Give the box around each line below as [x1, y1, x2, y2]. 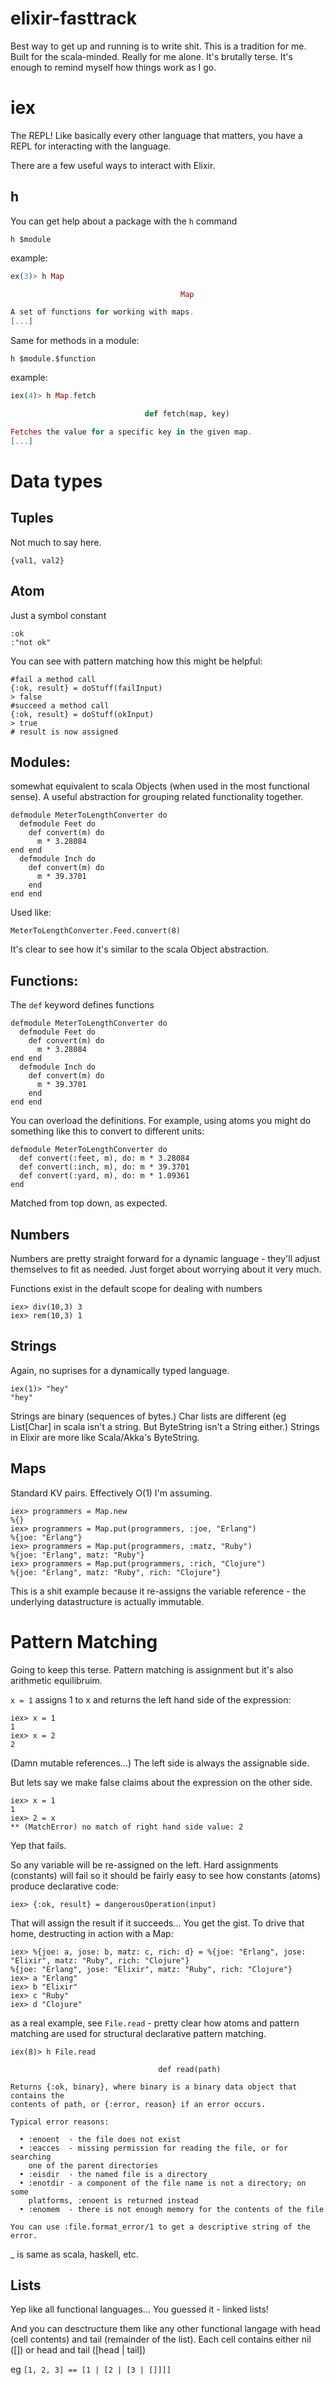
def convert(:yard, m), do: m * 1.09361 [19, 1171, 190, 1181]
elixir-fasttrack [10, 7, 137, 30]
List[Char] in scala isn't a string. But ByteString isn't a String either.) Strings [10, 1420, 320, 1432]
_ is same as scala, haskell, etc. [10, 2248, 139, 2260]
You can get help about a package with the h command [10, 215, 238, 227]
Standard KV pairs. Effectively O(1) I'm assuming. [10, 1487, 213, 1499]
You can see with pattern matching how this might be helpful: [10, 655, 263, 667]
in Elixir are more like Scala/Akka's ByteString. [10, 1431, 200, 1443]
